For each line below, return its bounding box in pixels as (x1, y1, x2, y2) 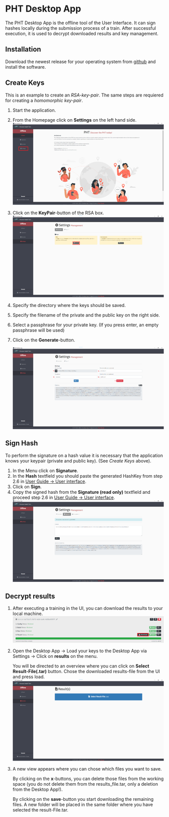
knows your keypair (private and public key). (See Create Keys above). (5, 457, 152, 464)
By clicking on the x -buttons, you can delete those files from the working (12, 776, 164, 782)
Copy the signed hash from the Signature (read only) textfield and (12, 489, 151, 495)
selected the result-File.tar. (12, 807, 69, 813)
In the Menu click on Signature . (12, 468, 78, 474)
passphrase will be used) (12, 327, 65, 333)
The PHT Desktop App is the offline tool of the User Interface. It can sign (5, 20, 156, 26)
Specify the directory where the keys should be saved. (12, 302, 126, 308)
